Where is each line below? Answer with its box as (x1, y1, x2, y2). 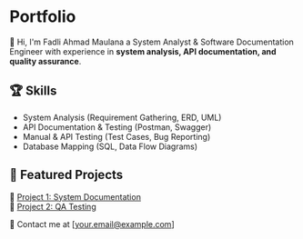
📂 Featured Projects (9, 167, 124, 183)
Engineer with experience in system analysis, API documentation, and (9, 45, 277, 56)
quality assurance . (9, 55, 82, 66)
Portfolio (9, 6, 76, 27)
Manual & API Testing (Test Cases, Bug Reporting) (22, 131, 211, 142)
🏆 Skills (9, 84, 57, 99)
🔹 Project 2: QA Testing (9, 201, 97, 212)
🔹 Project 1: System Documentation (9, 191, 141, 202)
